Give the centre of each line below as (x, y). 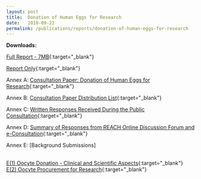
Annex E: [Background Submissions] (51, 145)
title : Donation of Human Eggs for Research (64, 17)
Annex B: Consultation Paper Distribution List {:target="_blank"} (84, 98)
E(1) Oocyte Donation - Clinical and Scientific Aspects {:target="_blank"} (95, 163)
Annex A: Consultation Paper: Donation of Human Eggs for (78, 80)
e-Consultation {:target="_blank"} (47, 134)
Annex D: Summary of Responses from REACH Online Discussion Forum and (100, 127)
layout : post (22, 12)
